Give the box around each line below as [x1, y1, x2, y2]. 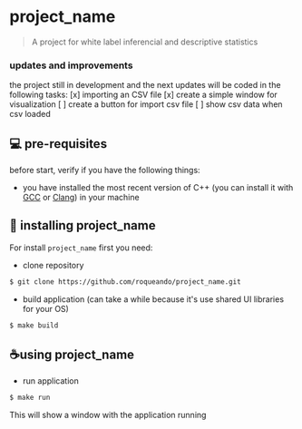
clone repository [22, 259, 84, 270]
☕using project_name [9, 347, 134, 362]
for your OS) [22, 303, 70, 314]
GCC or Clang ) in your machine [22, 192, 140, 203]
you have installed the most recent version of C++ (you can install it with [22, 182, 294, 193]
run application [22, 375, 79, 386]
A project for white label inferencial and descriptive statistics [31, 36, 258, 47]
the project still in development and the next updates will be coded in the [9, 80, 281, 91]
